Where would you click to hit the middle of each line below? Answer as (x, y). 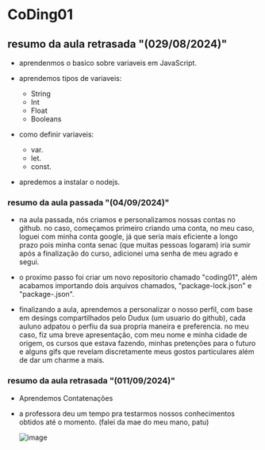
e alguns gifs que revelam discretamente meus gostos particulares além (136, 352)
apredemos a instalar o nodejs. (69, 182)
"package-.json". (46, 294)
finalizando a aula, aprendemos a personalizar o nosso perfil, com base (136, 310)
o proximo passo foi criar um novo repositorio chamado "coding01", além (138, 277)
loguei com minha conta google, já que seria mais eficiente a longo (129, 237)
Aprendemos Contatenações (66, 398)
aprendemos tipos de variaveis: (70, 78)
